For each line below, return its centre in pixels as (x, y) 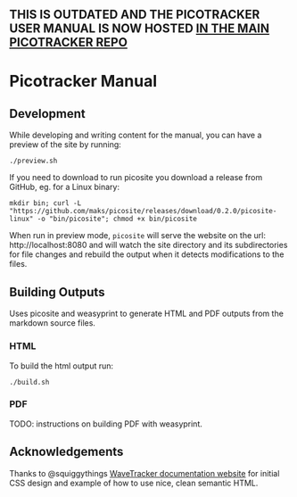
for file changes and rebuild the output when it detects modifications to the (147, 254)
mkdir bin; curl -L (45, 203)
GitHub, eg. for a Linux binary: (65, 187)
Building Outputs (57, 292)
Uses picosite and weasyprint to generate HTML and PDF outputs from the (146, 314)
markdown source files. (53, 323)
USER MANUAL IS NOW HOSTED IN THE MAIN (140, 29)
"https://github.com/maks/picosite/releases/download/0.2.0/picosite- (143, 211)
